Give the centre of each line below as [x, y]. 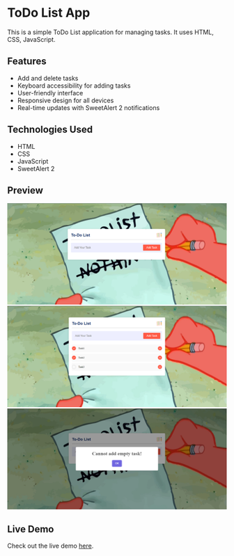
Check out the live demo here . [50, 546]
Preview [25, 190]
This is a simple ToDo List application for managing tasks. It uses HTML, [111, 32]
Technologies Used [50, 130]
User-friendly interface [50, 93]
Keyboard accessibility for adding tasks [74, 86]
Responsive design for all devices [65, 100]
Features [27, 62]
